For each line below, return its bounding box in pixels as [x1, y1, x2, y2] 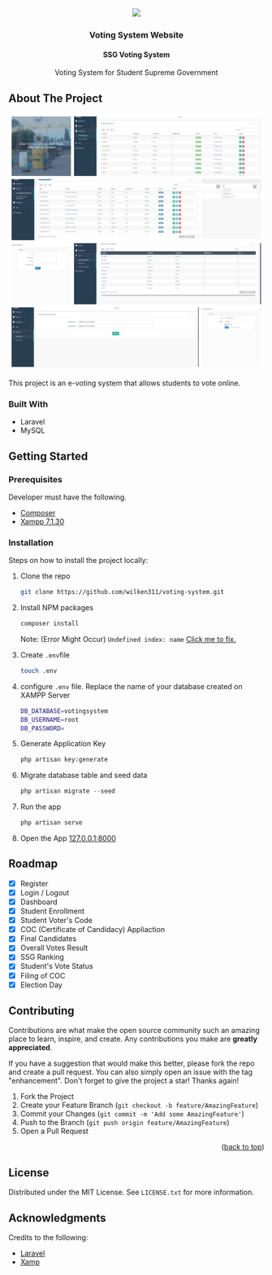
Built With [8, 398, 49, 410]
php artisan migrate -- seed [19, 787, 115, 795]
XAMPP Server [19, 690, 71, 700]
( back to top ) [221, 1142, 265, 1152]
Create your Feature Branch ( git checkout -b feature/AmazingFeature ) [19, 1101, 259, 1110]
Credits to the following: [8, 1233, 89, 1242]
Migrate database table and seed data [19, 771, 148, 780]
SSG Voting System [102, 50, 171, 59]
